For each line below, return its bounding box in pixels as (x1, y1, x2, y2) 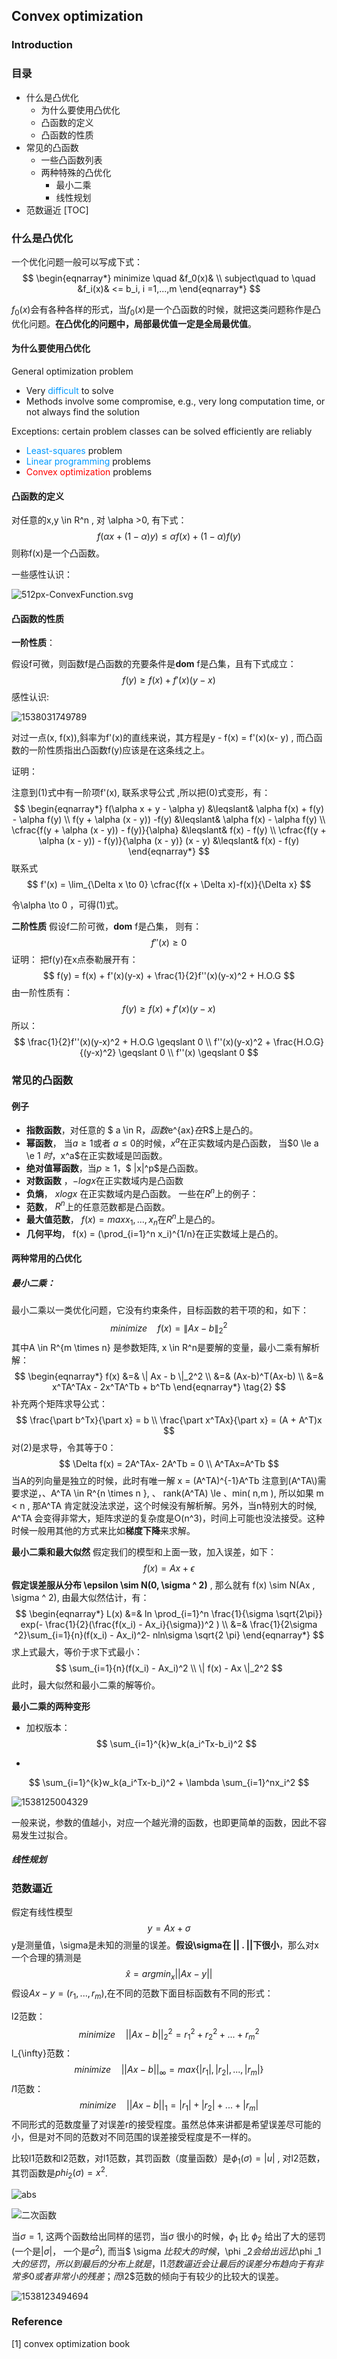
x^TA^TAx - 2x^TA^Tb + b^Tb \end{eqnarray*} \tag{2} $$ (51, 1380, 287, 1393)
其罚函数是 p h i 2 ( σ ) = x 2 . (11, 2165, 108, 2181)
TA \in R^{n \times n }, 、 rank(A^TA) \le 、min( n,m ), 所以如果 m (60, 1487, 324, 1499)
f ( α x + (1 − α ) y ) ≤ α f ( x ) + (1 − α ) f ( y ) (96, 530, 242, 543)
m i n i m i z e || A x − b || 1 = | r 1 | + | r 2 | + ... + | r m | (79, 2099, 259, 2113)
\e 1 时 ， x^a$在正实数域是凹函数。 (25, 1150, 168, 1162)
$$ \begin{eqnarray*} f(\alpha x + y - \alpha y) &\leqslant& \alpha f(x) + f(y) (13, 803, 324, 815)
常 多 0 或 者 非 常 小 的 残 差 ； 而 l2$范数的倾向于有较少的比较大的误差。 (11, 2270, 284, 2282)
